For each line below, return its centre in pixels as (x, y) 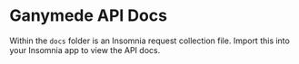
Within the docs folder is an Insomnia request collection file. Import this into (150, 41)
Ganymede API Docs (89, 16)
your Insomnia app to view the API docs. (85, 50)
